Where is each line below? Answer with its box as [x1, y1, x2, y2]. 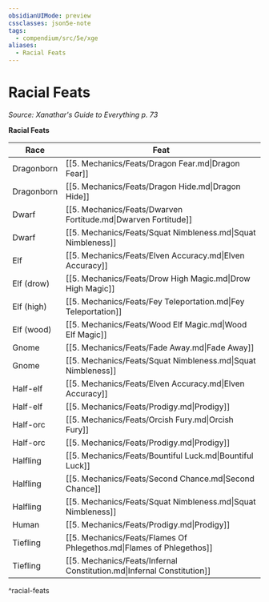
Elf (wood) [12, 323, 52, 335]
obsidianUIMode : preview [8, 11, 91, 20]
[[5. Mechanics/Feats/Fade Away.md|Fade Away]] [65, 342, 255, 353]
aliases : [8, 42, 38, 50]
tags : [8, 26, 26, 34]
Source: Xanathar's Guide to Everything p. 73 [8, 110, 159, 119]
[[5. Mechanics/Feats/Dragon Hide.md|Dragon [65, 181, 242, 192]
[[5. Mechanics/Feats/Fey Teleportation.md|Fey [65, 295, 245, 307]
